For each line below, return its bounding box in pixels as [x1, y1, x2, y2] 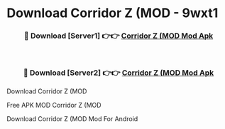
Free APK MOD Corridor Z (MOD [6, 100, 101, 109]
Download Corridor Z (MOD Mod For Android [6, 114, 138, 123]
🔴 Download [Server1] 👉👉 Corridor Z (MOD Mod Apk [23, 31, 214, 41]
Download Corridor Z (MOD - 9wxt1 [6, 5, 219, 21]
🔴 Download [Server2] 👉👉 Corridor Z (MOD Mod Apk [23, 68, 214, 78]
